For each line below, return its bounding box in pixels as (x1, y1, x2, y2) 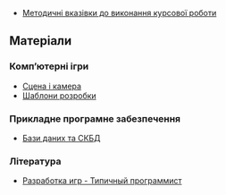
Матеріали (9, 33, 72, 48)
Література (9, 155, 62, 167)
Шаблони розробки (21, 89, 96, 101)
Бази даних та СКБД (21, 132, 101, 143)
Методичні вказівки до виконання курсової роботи (21, 8, 217, 18)
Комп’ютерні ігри (9, 60, 89, 72)
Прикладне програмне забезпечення (9, 112, 181, 124)
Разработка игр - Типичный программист (21, 175, 182, 186)
